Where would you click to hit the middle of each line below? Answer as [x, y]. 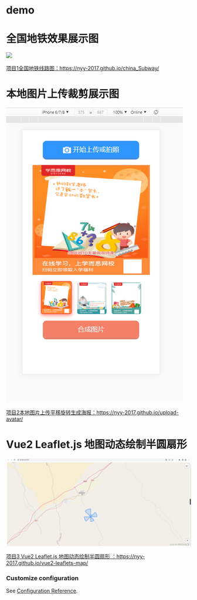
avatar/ [15, 419]
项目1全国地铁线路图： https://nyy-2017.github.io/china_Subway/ [83, 69]
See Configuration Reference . [42, 591]
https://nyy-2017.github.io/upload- [137, 412]
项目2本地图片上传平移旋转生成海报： [51, 412]
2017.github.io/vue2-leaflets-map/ [47, 563]
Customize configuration [43, 578]
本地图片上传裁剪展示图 [63, 94]
